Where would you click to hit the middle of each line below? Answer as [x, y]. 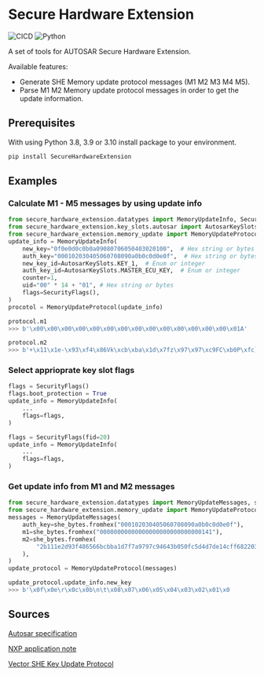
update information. [51, 98]
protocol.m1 [27, 321]
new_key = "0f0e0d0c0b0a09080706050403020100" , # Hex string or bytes [139, 249]
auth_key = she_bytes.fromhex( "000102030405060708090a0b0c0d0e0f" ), [133, 525]
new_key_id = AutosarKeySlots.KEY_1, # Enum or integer [114, 263]
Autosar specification [42, 633]
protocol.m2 [27, 343]
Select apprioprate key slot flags [71, 371]
